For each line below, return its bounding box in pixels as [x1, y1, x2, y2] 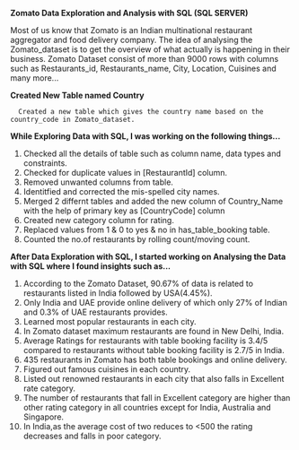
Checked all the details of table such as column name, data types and [22, 148, 281, 159]
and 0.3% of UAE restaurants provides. [22, 307, 169, 317]
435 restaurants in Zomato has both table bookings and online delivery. [22, 354, 287, 365]
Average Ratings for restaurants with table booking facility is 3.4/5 [22, 335, 268, 346]
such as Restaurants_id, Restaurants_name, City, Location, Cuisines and [10, 63, 277, 74]
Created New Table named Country [10, 90, 145, 100]
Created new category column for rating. [22, 215, 174, 225]
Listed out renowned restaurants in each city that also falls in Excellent [22, 374, 285, 384]
